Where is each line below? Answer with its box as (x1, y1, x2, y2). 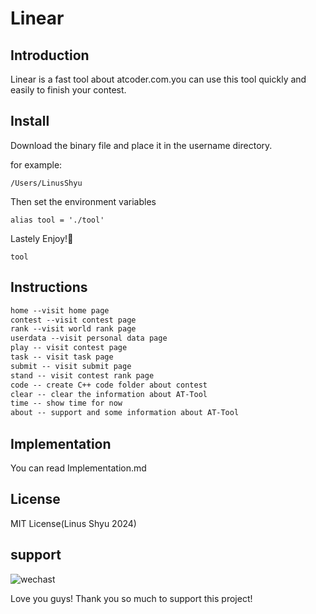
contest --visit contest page (10, 315, 137, 325)
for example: (10, 158, 63, 171)
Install (10, 113, 50, 130)
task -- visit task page (10, 352, 114, 362)
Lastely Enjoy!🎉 (10, 232, 74, 244)
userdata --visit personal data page (10, 333, 168, 344)
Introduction (10, 47, 90, 64)
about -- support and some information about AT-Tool (10, 408, 240, 418)
